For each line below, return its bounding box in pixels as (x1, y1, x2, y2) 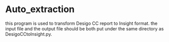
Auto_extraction (5, 4, 75, 15)
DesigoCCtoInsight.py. (5, 31, 52, 37)
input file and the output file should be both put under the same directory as (5, 25, 164, 31)
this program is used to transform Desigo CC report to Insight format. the (5, 20, 158, 26)
